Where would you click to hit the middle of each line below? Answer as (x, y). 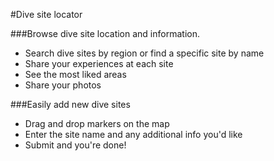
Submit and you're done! (75, 145)
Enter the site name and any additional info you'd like (133, 134)
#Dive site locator (46, 14)
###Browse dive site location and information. (105, 33)
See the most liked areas (75, 74)
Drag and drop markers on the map (97, 123)
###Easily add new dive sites (70, 104)
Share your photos (63, 85)
